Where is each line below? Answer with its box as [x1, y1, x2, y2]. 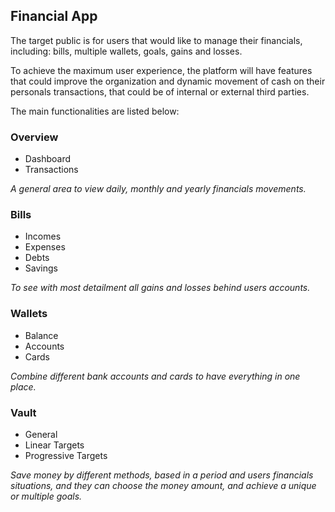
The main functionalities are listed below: [10, 105, 180, 117]
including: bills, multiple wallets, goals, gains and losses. [10, 45, 243, 57]
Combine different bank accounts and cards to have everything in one [10, 370, 301, 382]
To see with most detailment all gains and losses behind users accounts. [10, 282, 311, 294]
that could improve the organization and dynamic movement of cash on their [10, 75, 326, 87]
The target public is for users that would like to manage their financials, [10, 34, 303, 46]
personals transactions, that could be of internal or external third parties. [10, 85, 310, 98]
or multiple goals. [10, 490, 83, 502]
